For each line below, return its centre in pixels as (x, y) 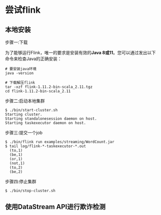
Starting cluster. (24, 114)
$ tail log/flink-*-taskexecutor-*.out (46, 146)
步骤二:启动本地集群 (25, 101)
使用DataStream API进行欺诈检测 (55, 207)
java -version (20, 73)
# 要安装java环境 (21, 69)
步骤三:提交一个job (24, 133)
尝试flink (23, 10)
